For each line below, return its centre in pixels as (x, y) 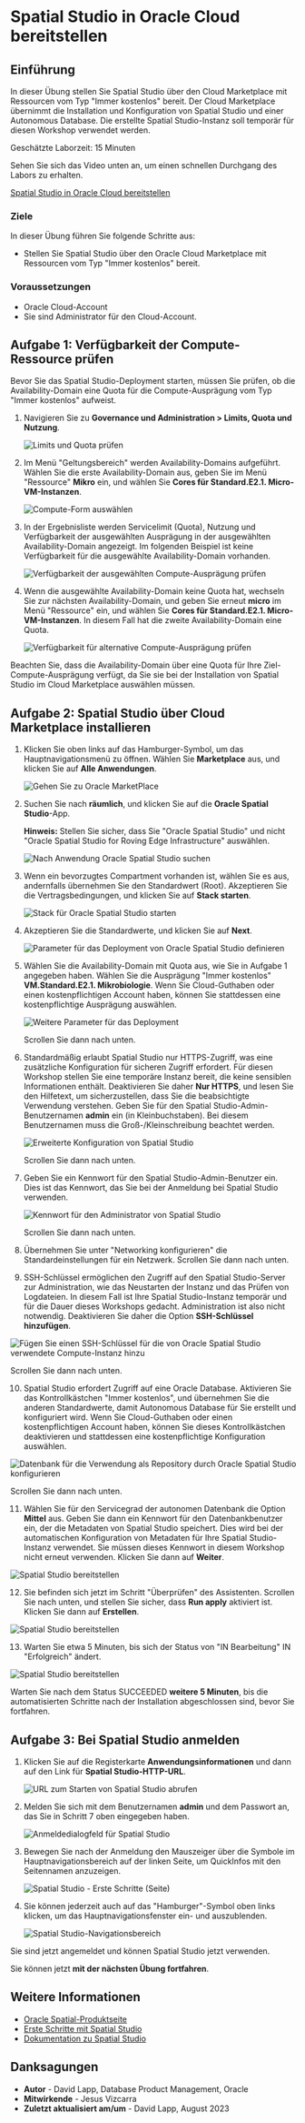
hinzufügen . (47, 1326)
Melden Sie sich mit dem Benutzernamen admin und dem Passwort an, (156, 1806)
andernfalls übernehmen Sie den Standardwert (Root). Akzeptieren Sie (155, 886)
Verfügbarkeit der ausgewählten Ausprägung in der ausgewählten (147, 537)
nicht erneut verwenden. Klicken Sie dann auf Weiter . (124, 1557)
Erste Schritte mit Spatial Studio (83, 2028)
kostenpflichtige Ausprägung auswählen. (100, 1005)
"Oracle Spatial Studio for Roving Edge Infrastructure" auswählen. (147, 841)
